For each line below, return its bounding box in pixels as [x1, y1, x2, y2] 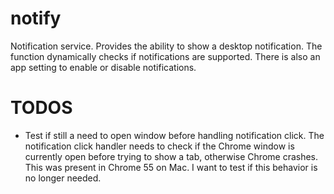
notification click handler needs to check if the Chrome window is [24, 140, 295, 152]
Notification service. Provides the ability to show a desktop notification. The [10, 40, 323, 52]
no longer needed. [24, 172, 102, 184]
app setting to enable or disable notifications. [10, 61, 197, 73]
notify [10, 7, 62, 30]
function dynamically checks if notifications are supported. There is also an [10, 50, 321, 62]
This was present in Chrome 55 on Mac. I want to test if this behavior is [24, 161, 318, 173]
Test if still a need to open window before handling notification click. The [24, 129, 325, 141]
